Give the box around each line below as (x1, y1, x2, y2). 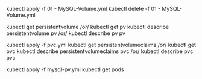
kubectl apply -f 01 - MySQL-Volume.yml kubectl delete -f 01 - (6, 5, 161, 12)
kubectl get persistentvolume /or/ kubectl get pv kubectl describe (6, 24, 169, 30)
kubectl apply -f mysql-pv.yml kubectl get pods (6, 66, 124, 73)
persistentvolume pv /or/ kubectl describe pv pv (6, 30, 125, 37)
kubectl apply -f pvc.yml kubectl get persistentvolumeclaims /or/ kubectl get (6, 42, 197, 48)
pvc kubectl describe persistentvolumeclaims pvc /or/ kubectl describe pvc (6, 48, 194, 55)
